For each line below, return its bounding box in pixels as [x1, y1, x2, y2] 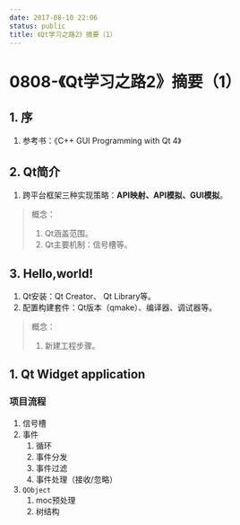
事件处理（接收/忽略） [35, 474, 118, 485]
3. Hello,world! [9, 266, 94, 281]
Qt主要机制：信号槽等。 [44, 239, 133, 250]
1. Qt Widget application [9, 367, 146, 382]
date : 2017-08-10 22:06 [9, 13, 99, 22]
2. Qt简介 [9, 164, 61, 180]
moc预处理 [35, 494, 76, 505]
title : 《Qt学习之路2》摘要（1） [9, 30, 117, 39]
